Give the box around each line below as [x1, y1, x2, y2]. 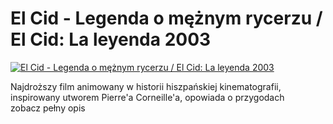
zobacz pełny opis [10, 102, 86, 114]
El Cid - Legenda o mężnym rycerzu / [10, 7, 323, 30]
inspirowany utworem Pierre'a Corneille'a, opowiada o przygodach [10, 91, 285, 103]
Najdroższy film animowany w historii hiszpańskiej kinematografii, [10, 80, 282, 92]
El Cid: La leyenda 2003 [10, 28, 212, 51]
